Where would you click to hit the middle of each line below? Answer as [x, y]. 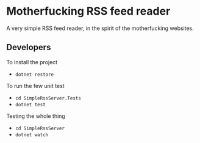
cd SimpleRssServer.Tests [48, 98]
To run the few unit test [36, 86]
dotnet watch [32, 135]
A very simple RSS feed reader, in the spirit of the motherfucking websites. [100, 28]
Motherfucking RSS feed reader [88, 11]
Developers [29, 47]
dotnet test [30, 105]
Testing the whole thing [36, 116]
